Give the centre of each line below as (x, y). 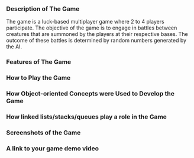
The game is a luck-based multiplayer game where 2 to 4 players (85, 22)
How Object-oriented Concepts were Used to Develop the (90, 94)
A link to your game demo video (53, 148)
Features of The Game (39, 62)
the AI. (14, 47)
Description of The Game (43, 9)
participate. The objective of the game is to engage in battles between (92, 28)
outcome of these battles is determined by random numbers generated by (96, 41)
